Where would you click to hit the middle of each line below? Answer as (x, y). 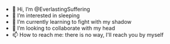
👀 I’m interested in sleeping (46, 15)
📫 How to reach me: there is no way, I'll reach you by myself (88, 35)
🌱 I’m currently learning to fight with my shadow (72, 22)
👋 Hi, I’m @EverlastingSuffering (51, 9)
